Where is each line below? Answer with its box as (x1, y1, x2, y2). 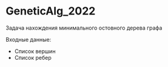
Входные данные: (5, 36, 52, 43)
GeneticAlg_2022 (5, 4, 96, 18)
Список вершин (14, 47, 56, 55)
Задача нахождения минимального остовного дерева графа (5, 24, 163, 31)
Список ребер (14, 54, 52, 61)
